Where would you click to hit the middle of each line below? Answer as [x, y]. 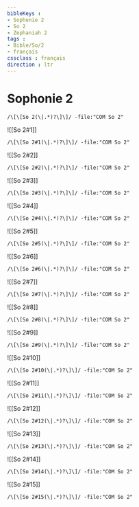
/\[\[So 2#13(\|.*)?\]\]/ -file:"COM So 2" [70, 446]
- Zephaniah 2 [27, 33]
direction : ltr [30, 65]
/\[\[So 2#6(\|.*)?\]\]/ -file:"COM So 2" [68, 269]
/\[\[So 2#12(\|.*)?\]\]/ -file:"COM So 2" [70, 421]
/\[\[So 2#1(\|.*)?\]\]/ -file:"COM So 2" [68, 142]
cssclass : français [37, 58]
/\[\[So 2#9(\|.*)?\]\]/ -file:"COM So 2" [68, 345]
